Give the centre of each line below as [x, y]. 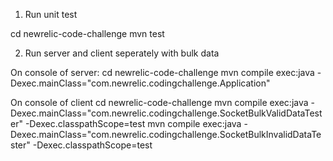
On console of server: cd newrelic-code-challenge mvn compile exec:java [162, 72]
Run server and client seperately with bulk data [122, 53]
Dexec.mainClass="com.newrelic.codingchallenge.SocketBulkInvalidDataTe [166, 134]
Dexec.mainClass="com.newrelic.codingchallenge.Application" [140, 83]
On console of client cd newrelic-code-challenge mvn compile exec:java [159, 102]
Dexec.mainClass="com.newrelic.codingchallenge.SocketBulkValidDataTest [166, 113]
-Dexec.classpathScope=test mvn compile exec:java [133, 123]
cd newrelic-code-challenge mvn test [87, 33]
